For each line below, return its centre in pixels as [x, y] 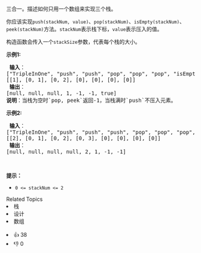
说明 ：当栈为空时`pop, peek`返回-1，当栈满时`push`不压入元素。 [91, 100]
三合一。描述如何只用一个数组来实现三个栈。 [61, 9]
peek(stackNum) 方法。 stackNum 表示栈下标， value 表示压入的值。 [84, 29]
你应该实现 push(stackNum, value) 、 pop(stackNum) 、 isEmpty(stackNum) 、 [96, 22]
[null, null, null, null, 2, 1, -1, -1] [66, 152]
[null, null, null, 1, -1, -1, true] [62, 93]
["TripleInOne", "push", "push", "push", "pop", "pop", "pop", [101, 132]
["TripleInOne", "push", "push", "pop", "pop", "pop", [88, 74]
